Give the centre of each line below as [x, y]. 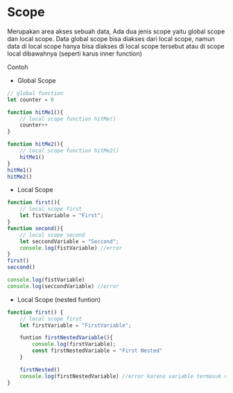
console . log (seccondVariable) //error [63, 286]
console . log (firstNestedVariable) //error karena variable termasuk [121, 376]
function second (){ [35, 228]
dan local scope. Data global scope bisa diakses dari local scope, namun [111, 38]
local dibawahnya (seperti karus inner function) [75, 54]
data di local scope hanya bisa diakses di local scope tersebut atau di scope [116, 46]
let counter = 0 [31, 99]
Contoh [18, 67]
